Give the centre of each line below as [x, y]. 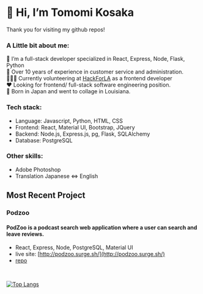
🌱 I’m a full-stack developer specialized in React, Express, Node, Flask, [96, 59]
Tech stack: [24, 107]
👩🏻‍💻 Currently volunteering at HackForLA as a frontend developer [89, 79]
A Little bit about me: [38, 45]
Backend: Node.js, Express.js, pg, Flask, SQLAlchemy [83, 134]
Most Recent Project [46, 195]
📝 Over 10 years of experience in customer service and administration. [95, 72]
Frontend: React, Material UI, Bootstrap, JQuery [75, 127]
